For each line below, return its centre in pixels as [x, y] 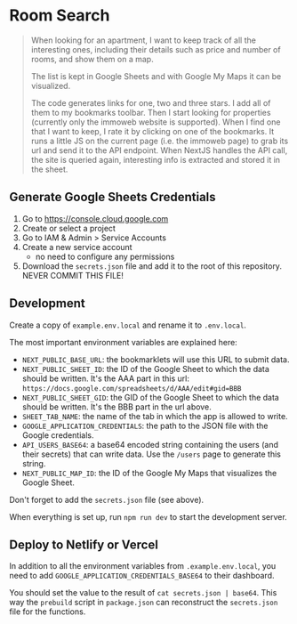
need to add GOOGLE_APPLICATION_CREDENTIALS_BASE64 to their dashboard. [142, 576]
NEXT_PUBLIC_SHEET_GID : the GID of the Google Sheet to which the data [151, 397]
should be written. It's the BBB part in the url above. [116, 407]
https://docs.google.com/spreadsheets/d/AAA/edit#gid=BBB [132, 388]
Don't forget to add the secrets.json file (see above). [107, 499]
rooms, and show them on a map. [92, 59]
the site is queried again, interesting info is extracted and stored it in [156, 159]
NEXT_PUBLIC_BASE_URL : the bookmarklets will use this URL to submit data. [156, 359]
